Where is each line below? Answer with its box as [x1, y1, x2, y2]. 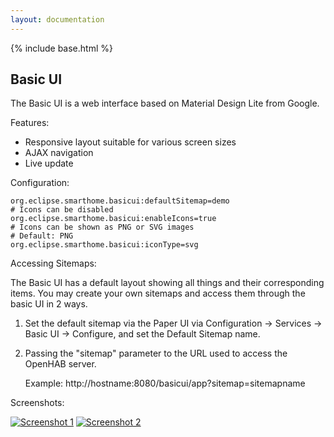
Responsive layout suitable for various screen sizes [24, 136, 237, 148]
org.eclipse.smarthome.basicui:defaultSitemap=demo [10, 196, 230, 206]
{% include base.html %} [10, 42, 113, 54]
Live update [24, 157, 74, 170]
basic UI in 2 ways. [10, 298, 88, 310]
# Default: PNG [10, 231, 74, 241]
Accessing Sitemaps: [10, 257, 97, 270]
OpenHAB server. [24, 358, 97, 370]
